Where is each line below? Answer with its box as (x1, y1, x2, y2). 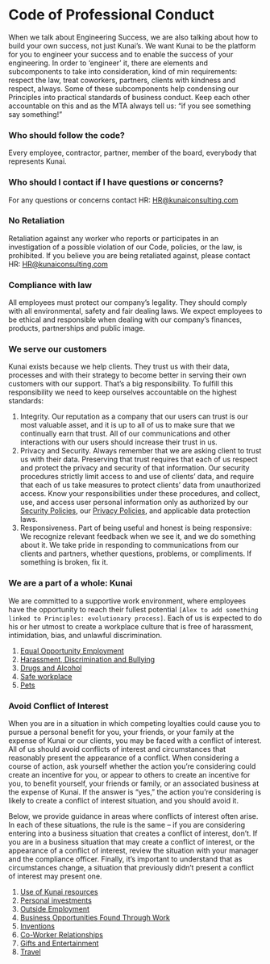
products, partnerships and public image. (8, 323, 146, 333)
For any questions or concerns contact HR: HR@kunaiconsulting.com (8, 195, 239, 205)
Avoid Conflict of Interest (8, 700, 109, 712)
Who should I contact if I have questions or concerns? (8, 177, 224, 188)
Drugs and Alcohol (19, 663, 82, 673)
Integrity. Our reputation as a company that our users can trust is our (19, 411, 248, 421)
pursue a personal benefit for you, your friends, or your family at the (8, 728, 235, 737)
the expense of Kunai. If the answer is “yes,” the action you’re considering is (8, 787, 262, 797)
